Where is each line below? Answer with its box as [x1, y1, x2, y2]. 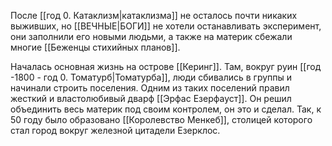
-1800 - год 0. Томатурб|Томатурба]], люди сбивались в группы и [10, 71, 293, 83]
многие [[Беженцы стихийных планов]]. [10, 41, 181, 53]
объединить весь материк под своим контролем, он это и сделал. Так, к [10, 103, 322, 115]
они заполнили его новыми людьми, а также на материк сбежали [10, 31, 293, 42]
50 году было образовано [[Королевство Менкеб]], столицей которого [10, 114, 313, 125]
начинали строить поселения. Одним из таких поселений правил [10, 82, 290, 94]
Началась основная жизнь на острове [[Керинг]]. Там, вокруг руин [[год [10, 61, 322, 72]
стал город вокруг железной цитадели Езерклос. [10, 125, 221, 136]
